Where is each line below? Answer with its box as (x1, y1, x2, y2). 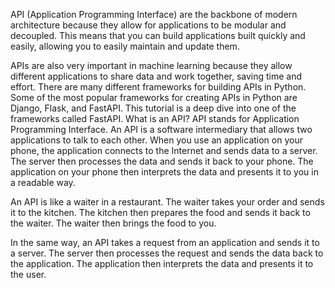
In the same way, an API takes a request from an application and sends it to (10, 237, 320, 248)
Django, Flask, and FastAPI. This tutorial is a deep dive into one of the (10, 102, 297, 114)
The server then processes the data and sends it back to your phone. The (10, 155, 314, 167)
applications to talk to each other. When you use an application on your (10, 134, 303, 146)
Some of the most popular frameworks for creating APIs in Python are (10, 92, 298, 103)
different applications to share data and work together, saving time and (10, 70, 303, 82)
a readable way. (10, 177, 76, 188)
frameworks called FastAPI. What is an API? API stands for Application (10, 113, 300, 124)
